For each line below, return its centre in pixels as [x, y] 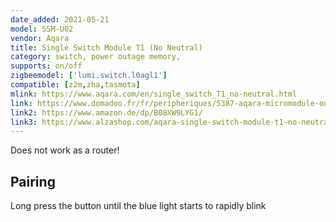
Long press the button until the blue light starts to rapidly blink [138, 206]
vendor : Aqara [40, 38]
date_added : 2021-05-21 [60, 19]
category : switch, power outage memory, [96, 57]
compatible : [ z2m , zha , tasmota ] [75, 85]
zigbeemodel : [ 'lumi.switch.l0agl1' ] [89, 76]
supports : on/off [46, 66]
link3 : [24, 122]
